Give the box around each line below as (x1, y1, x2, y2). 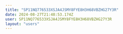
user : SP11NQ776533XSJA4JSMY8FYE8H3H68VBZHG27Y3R (5, 16, 112, 21)
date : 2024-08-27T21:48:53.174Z (5, 12, 73, 17)
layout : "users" (5, 21, 39, 26)
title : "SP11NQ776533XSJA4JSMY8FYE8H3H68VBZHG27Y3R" (5, 7, 119, 12)
